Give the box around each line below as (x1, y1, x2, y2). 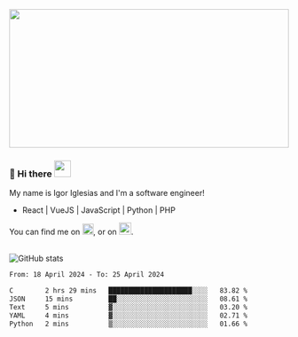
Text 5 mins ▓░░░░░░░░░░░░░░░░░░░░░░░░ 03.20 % (9, 302, 248, 311)
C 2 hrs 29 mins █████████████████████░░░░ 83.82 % (9, 286, 248, 295)
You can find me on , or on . (9, 226, 134, 238)
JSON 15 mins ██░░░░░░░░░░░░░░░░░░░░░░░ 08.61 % (9, 294, 248, 304)
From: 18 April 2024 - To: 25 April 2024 (9, 270, 165, 279)
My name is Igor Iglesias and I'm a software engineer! (9, 188, 206, 199)
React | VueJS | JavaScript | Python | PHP (21, 205, 176, 216)
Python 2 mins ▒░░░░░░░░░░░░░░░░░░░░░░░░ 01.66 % (9, 319, 248, 328)
